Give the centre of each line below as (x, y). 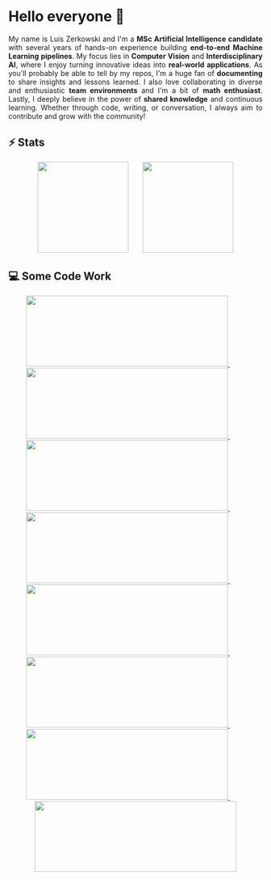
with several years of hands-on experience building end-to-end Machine (135, 47)
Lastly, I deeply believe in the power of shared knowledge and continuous (135, 99)
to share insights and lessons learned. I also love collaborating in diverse (135, 82)
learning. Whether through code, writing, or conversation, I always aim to (135, 107)
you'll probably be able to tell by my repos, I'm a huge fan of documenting (135, 73)
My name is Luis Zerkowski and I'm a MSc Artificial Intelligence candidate (135, 39)
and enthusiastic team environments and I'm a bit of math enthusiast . (135, 90)
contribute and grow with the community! (77, 116)
